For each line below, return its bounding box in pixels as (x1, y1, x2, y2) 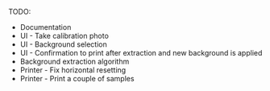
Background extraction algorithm (19, 56, 130, 66)
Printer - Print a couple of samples (19, 74, 135, 83)
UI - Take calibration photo (19, 31, 109, 40)
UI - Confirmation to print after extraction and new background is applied (19, 48, 263, 57)
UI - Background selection (19, 39, 107, 49)
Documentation (19, 23, 72, 31)
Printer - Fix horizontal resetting (19, 65, 127, 75)
